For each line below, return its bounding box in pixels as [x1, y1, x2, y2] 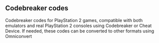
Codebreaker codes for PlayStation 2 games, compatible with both [5, 17, 143, 23]
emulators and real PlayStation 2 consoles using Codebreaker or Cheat [5, 22, 152, 28]
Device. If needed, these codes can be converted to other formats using [5, 27, 154, 34]
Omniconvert [5, 33, 32, 39]
